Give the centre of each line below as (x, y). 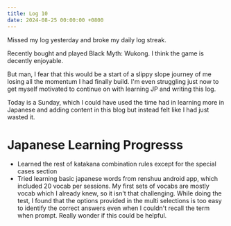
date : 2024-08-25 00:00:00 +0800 (55, 20)
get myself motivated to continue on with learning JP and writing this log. (112, 89)
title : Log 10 (28, 14)
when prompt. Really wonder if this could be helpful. (92, 216)
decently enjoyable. (35, 60)
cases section (37, 171)
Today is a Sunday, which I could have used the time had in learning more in (115, 102)
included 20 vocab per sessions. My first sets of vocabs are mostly (113, 186)
